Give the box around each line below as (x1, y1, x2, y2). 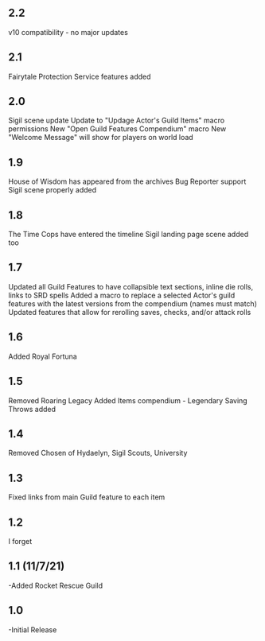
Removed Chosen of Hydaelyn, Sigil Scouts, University (8, 449, 188, 458)
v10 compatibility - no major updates (8, 27, 129, 37)
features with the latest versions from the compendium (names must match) (8, 298, 257, 309)
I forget (8, 536, 33, 546)
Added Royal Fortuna (8, 352, 77, 361)
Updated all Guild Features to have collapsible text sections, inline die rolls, (8, 282, 254, 291)
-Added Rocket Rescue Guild (8, 581, 103, 590)
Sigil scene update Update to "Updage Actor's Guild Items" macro (8, 115, 225, 126)
